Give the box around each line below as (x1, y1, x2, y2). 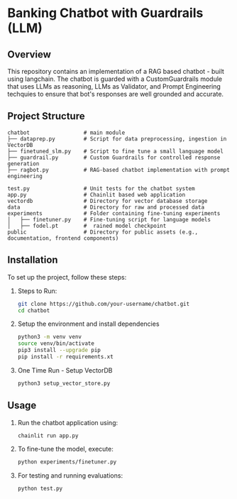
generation (7, 160, 40, 168)
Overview (7, 48, 52, 60)
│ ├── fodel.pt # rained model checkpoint (7, 222, 167, 229)
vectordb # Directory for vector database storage (7, 197, 208, 204)
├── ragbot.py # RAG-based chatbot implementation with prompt (7, 166, 231, 173)
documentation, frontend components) (7, 234, 119, 242)
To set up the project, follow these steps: (7, 273, 127, 281)
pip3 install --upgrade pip (17, 346, 101, 354)
